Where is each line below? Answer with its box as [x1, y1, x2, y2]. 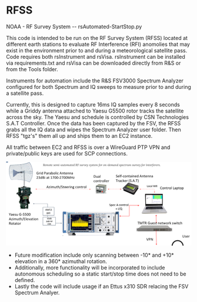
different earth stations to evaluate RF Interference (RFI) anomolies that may [6, 41, 190, 48]
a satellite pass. [6, 89, 44, 97]
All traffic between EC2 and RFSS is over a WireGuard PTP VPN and [6, 144, 171, 151]
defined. [14, 276, 35, 283]
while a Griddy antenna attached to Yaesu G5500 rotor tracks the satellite [6, 107, 184, 114]
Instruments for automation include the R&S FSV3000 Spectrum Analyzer [6, 77, 184, 84]
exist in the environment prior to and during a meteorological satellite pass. [6, 47, 188, 54]
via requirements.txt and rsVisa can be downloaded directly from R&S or [6, 59, 181, 67]
